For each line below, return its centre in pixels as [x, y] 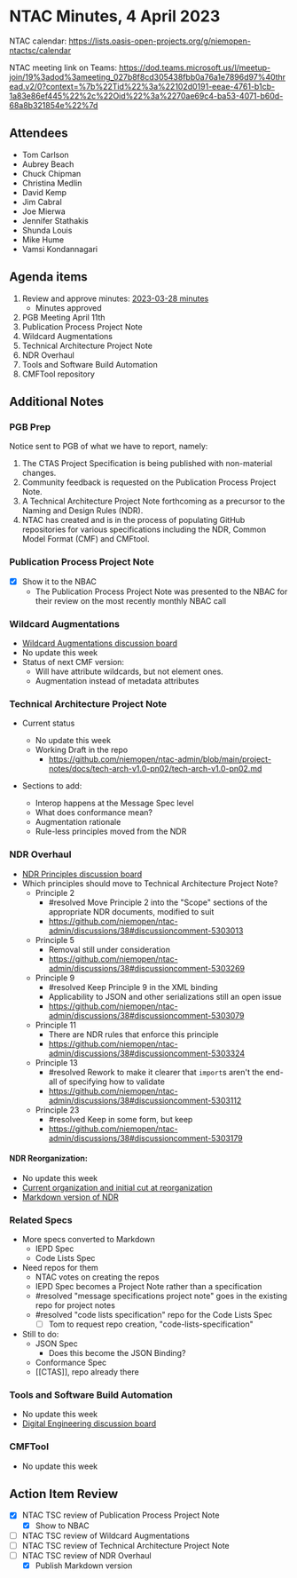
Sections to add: [52, 786]
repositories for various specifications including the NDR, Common [144, 529]
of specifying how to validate [112, 1082]
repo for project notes [75, 1305]
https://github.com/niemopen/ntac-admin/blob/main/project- [160, 759]
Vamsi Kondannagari [60, 249]
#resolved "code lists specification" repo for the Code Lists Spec [154, 1315]
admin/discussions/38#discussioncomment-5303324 [147, 1053]
